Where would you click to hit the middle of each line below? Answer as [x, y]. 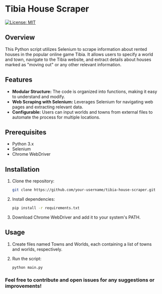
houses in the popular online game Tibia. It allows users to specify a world [79, 54]
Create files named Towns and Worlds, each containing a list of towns [82, 244]
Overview [20, 37]
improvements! [24, 286]
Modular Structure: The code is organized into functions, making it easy [85, 91]
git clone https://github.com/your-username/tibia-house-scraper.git [84, 190]
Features [19, 80]
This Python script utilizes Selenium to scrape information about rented [76, 49]
